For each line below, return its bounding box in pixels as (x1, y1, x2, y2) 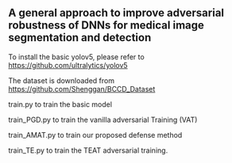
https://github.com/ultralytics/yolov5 (8, 60, 129, 70)
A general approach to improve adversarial (8, 6, 225, 20)
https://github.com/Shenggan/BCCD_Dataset (8, 84, 156, 93)
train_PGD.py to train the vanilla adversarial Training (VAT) (8, 115, 198, 124)
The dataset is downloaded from (8, 75, 115, 85)
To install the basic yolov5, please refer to (8, 51, 145, 62)
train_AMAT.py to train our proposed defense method (8, 130, 183, 139)
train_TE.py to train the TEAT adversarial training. (8, 146, 168, 155)
